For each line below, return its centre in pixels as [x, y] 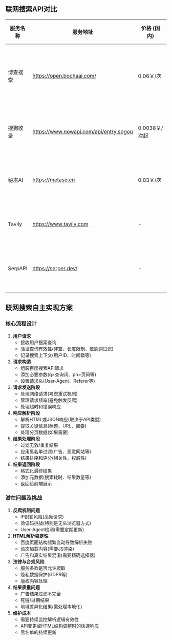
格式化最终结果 [36, 470]
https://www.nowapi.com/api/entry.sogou [83, 131]
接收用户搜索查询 [38, 342]
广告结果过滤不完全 [41, 594]
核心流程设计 [21, 324]
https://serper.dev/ [55, 268]
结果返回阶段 [26, 464]
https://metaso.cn [54, 180]
